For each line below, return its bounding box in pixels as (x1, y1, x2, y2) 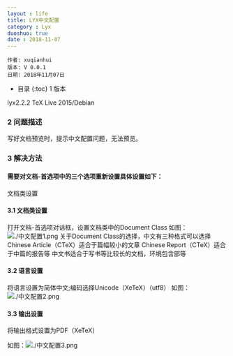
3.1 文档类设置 (7, 207, 47, 215)
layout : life (7, 10, 49, 17)
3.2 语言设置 (7, 267, 43, 275)
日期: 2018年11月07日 (7, 71, 65, 79)
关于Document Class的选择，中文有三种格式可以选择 (59, 232, 211, 240)
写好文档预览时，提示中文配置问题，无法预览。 (7, 134, 142, 143)
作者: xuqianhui (7, 57, 52, 64)
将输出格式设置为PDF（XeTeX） (7, 326, 99, 335)
